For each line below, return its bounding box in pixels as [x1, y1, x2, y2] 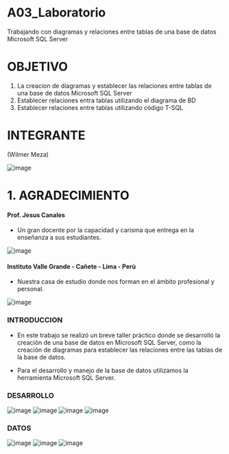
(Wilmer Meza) [7, 150, 49, 159]
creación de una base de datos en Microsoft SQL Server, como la [16, 338, 202, 346]
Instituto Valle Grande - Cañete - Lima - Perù [7, 262, 136, 271]
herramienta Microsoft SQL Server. [16, 373, 116, 382]
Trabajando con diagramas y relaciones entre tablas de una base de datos [7, 27, 217, 36]
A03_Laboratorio [7, 5, 106, 21]
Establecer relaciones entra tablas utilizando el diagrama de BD [16, 96, 197, 104]
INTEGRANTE [7, 128, 86, 144]
